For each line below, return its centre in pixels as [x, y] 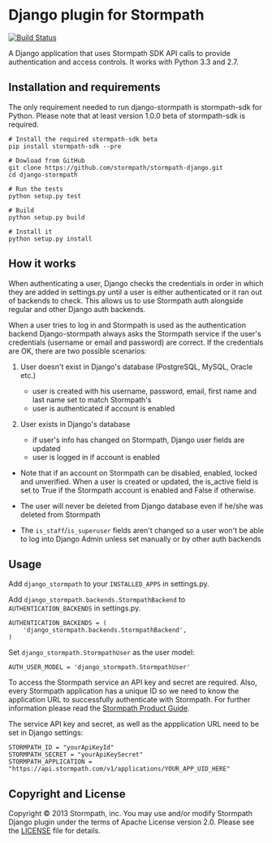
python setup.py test [45, 196]
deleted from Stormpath [60, 515]
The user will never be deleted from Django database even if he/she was [142, 506]
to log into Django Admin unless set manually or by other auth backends [140, 539]
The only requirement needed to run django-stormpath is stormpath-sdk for [135, 106]
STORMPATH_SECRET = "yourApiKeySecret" [76, 755]
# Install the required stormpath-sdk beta [83, 139]
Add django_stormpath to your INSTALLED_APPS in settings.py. [109, 584]
